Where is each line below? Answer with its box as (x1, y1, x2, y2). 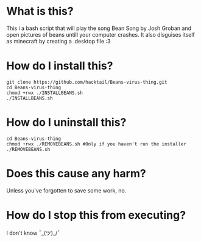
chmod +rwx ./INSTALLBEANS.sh (6, 90, 83, 96)
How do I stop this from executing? (6, 208, 186, 222)
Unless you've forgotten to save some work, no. (6, 186, 127, 194)
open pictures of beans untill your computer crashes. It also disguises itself (6, 31, 195, 38)
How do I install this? (6, 59, 113, 73)
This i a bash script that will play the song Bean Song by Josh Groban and (6, 24, 192, 32)
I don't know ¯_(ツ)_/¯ (6, 229, 60, 237)
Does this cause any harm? (6, 167, 146, 180)
